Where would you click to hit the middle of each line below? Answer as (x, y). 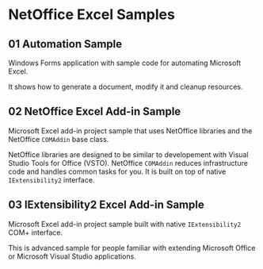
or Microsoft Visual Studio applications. (72, 256)
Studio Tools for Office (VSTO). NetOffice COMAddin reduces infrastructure (128, 163)
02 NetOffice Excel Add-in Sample (95, 111)
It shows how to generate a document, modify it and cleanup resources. (126, 86)
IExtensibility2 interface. (51, 179)
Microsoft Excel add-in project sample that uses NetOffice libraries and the (130, 131)
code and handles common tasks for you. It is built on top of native (117, 171)
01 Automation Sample (65, 44)
